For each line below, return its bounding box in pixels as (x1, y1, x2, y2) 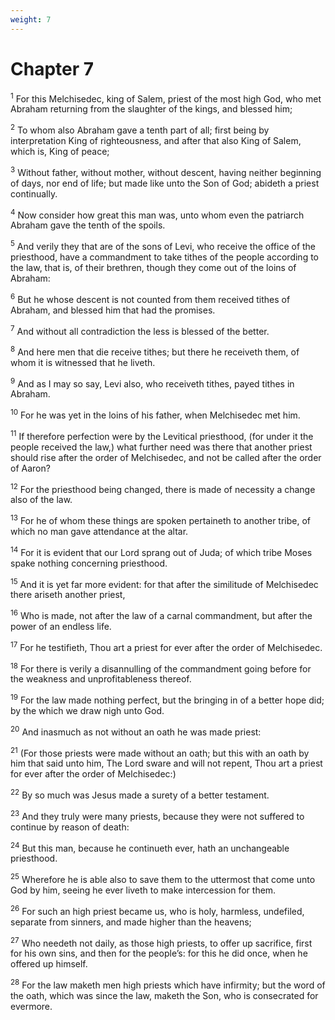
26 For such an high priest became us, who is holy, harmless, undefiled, (10, 903, 305, 917)
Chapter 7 (10, 57, 95, 80)
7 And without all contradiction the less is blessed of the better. (10, 323, 270, 337)
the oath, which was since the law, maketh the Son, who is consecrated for (10, 989, 319, 1001)
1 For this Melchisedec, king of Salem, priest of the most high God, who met (10, 91, 322, 105)
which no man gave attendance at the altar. (10, 526, 189, 538)
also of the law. (10, 494, 73, 506)
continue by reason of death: (10, 821, 130, 833)
